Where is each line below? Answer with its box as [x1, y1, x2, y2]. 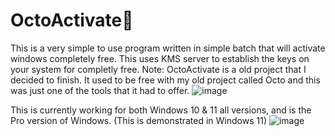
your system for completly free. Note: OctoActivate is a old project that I [10, 63, 307, 75]
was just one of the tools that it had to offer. [10, 84, 190, 96]
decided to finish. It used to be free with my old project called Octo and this [10, 74, 321, 86]
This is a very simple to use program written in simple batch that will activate [10, 42, 326, 54]
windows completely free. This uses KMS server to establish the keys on [10, 52, 310, 64]
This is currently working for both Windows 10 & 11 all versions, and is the [10, 104, 312, 116]
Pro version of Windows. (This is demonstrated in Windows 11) [10, 114, 268, 126]
